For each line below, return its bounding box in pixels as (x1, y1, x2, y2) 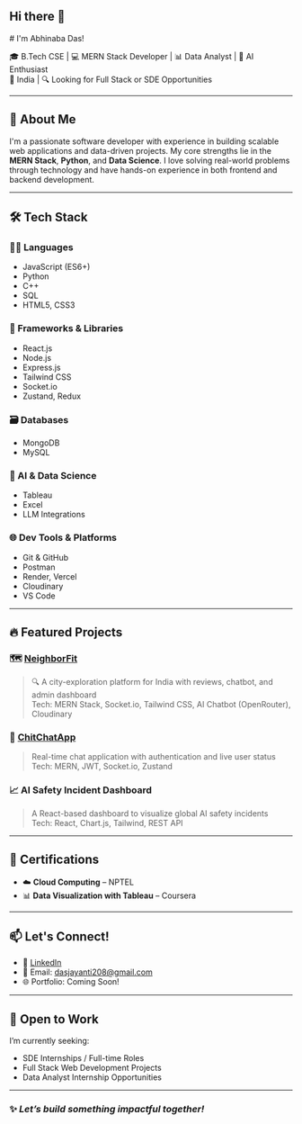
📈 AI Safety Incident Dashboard (9, 784, 153, 796)
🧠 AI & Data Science (9, 469, 97, 481)
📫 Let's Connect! (9, 929, 110, 944)
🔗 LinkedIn (22, 958, 62, 968)
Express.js (22, 362, 61, 373)
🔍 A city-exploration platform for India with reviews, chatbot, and (31, 677, 273, 688)
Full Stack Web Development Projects (22, 1063, 162, 1074)
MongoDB (22, 437, 60, 448)
